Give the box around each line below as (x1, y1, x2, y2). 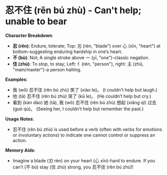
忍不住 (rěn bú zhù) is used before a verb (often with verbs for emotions (12, 126, 162, 132)
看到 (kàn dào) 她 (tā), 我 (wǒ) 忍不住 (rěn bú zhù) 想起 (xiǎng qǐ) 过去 (12, 99, 157, 105)
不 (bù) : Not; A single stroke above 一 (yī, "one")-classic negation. (12, 54, 150, 61)
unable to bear (5, 16, 67, 27)
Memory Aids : (5, 147, 36, 153)
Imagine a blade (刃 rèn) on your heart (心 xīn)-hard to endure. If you (12, 157, 155, 163)
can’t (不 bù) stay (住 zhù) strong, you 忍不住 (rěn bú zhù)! (12, 164, 134, 170)
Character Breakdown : (5, 32, 54, 38)
